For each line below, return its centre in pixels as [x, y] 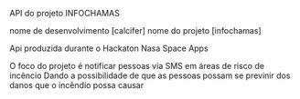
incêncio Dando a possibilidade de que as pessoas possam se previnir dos [150, 75]
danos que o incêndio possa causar [77, 85]
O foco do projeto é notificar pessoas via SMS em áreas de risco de [137, 66]
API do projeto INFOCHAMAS [65, 13]
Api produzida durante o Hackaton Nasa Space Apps [109, 48]
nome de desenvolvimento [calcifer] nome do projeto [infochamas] [136, 30]
